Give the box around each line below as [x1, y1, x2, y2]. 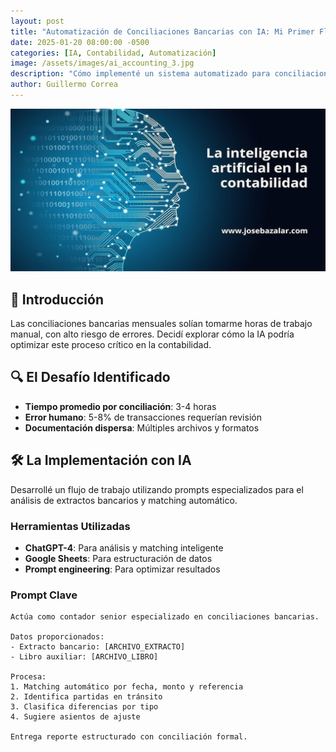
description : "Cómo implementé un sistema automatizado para [10, 69, 271, 79]
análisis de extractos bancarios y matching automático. [10, 494, 238, 506]
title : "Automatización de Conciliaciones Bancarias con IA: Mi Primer [10, 26, 315, 37]
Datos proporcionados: [10, 632, 105, 642]
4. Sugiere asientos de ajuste [10, 712, 141, 722]
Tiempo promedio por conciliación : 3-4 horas [24, 400, 217, 412]
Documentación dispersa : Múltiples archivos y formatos [24, 421, 260, 434]
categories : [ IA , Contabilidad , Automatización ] [10, 48, 217, 58]
